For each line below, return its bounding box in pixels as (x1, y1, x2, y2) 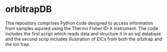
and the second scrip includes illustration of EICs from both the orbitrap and (5, 36, 162, 42)
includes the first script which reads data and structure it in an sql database (5, 30, 161, 36)
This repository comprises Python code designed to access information (5, 20, 153, 26)
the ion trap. (5, 41, 31, 47)
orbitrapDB (5, 3, 52, 15)
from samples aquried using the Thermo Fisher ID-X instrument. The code (5, 25, 158, 31)
